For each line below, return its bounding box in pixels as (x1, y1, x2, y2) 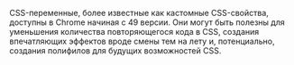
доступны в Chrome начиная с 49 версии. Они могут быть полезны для (9, 17, 286, 28)
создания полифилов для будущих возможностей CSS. (9, 45, 222, 56)
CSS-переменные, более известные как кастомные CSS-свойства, (9, 8, 269, 18)
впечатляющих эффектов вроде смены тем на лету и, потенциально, (9, 36, 275, 46)
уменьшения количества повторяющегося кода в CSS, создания (9, 27, 260, 37)
